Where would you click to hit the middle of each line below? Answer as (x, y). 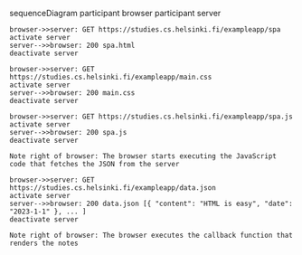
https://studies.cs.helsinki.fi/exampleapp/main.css (111, 77)
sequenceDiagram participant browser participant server (115, 13)
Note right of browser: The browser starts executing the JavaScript (143, 156)
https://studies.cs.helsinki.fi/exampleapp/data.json (113, 188)
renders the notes (44, 243)
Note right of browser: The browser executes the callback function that (151, 235)
